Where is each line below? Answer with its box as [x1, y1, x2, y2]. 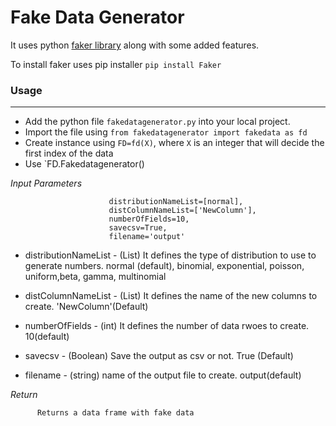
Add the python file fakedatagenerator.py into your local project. [24, 116, 291, 128]
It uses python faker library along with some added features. [10, 39, 260, 51]
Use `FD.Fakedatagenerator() [24, 158, 145, 170]
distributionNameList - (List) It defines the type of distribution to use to [24, 249, 317, 261]
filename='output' [108, 232, 186, 242]
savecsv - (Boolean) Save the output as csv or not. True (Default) [24, 350, 294, 362]
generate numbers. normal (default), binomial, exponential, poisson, [24, 260, 305, 272]
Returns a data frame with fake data [36, 408, 195, 418]
